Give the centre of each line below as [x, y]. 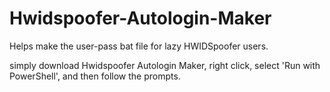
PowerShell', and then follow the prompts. [95, 76]
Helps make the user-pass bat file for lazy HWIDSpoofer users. [139, 46]
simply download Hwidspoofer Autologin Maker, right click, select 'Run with [165, 65]
